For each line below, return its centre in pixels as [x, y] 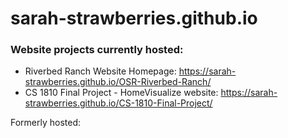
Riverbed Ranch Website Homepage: [100, 71]
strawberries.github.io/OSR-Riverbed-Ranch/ [118, 82]
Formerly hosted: [46, 123]
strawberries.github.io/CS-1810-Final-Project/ [118, 103]
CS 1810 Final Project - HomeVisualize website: [121, 93]
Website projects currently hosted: [97, 50]
